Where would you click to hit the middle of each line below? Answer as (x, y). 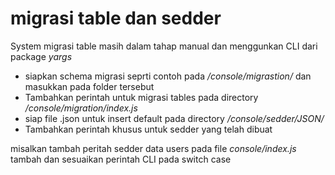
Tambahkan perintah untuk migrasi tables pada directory (141, 97)
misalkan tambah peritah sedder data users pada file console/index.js (153, 148)
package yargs (41, 56)
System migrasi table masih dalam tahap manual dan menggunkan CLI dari (164, 46)
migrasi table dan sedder (116, 18)
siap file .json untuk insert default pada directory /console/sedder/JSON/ (174, 118)
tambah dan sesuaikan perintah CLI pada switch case (121, 159)
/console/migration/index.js (81, 108)
